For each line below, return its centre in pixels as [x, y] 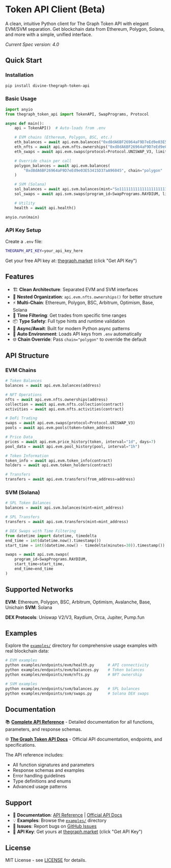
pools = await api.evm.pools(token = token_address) [60, 428]
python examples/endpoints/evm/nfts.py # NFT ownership [74, 675]
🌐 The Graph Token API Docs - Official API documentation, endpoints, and [84, 739]
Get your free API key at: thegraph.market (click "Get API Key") [71, 261]
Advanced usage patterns [40, 787]
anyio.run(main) [22, 217]
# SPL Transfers [22, 517]
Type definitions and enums [42, 781]
